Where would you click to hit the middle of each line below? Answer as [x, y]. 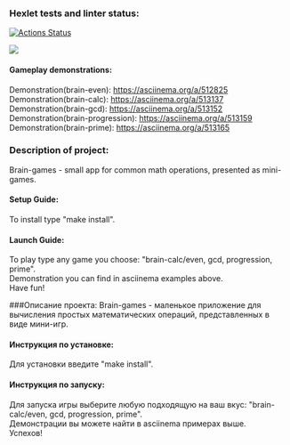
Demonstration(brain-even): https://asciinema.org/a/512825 [119, 89]
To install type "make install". [62, 219]
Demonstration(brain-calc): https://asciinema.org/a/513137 [117, 99]
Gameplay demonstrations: [61, 69]
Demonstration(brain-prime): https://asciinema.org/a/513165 [120, 127]
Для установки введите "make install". [81, 364]
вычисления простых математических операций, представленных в [139, 315]
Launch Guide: [37, 239]
